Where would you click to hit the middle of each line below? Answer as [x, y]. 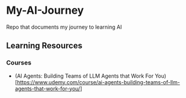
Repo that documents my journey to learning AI [64, 27]
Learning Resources [44, 46]
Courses [19, 63]
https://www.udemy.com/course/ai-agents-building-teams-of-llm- [98, 82]
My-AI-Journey [45, 10]
